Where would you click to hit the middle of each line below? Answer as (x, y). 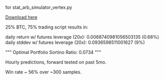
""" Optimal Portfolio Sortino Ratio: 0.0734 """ (53, 52)
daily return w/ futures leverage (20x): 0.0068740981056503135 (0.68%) (82, 37)
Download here (21, 17)
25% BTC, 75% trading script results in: (47, 27)
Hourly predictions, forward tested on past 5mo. (56, 62)
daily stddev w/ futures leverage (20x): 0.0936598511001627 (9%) (75, 42)
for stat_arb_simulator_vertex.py (39, 7)
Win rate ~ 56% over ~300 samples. (43, 72)
